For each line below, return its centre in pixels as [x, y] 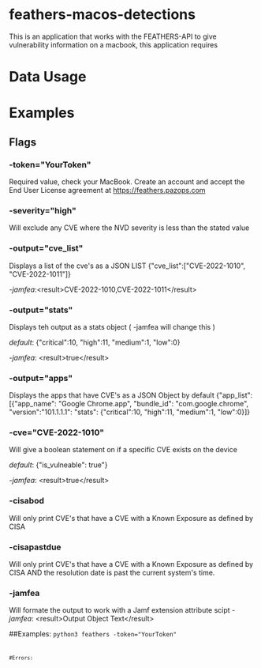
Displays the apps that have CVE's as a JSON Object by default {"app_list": [131, 395]
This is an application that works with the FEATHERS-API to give [113, 36]
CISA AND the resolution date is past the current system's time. [112, 573]
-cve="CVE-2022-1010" [57, 432]
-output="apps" [41, 378]
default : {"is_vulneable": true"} [59, 465]
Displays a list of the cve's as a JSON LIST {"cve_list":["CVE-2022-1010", [127, 266]
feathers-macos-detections [103, 15]
